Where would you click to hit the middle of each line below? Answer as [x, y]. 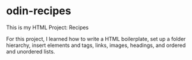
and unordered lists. [31, 51]
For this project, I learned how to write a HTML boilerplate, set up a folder [96, 39]
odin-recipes [39, 11]
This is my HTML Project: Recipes [48, 27]
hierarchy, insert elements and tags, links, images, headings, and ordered [96, 45]
